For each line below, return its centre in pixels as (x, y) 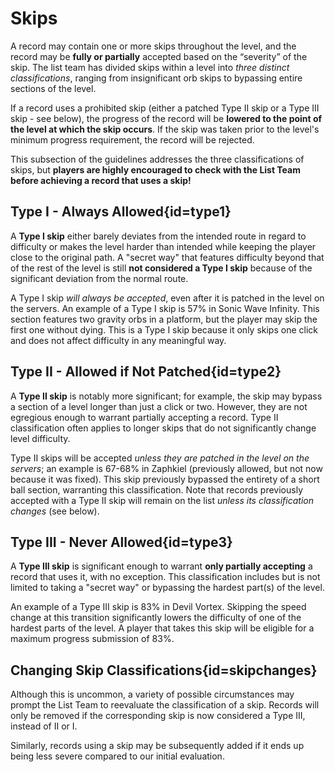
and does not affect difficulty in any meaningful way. (118, 340)
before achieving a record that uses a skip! (101, 180)
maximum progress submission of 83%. (92, 639)
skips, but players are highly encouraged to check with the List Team (156, 169)
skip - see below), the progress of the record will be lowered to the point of (166, 118)
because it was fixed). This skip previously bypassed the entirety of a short (165, 479)
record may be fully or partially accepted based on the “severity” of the (159, 56)
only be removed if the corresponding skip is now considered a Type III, (158, 716)
